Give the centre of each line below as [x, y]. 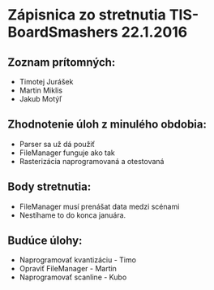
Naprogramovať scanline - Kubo [73, 277]
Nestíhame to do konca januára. [73, 215]
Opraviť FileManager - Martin [68, 269]
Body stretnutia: [49, 187]
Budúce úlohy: [45, 241]
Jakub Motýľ [41, 99]
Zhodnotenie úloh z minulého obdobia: [107, 125]
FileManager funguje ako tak [67, 153]
